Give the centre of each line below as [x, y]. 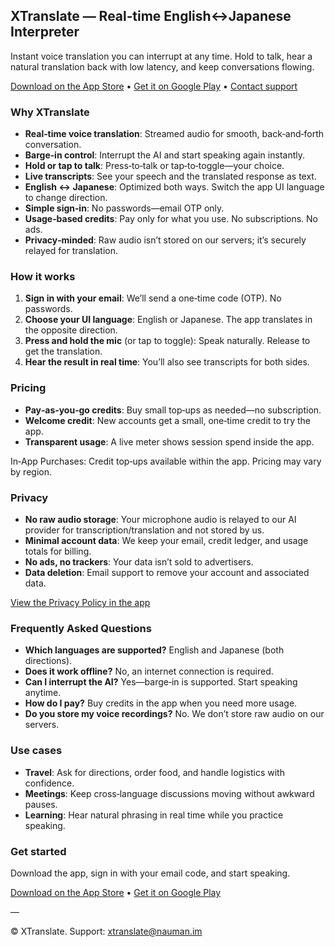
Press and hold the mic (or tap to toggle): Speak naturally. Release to [167, 341]
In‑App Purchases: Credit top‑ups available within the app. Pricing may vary [166, 461]
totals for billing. [58, 551]
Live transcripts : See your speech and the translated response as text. [170, 176]
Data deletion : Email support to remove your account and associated [167, 572]
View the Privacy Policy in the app [80, 602]
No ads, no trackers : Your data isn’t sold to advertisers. [139, 562]
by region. [31, 471]
